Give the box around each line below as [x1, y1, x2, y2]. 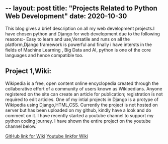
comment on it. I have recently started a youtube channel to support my [5, 112, 154, 118]
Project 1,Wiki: [5, 67, 52, 75]
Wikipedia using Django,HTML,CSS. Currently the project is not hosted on [5, 102, 158, 108]
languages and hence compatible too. [5, 52, 84, 58]
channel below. [5, 123, 37, 129]
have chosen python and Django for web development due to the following [5, 30, 160, 37]
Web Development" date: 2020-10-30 [5, 12, 127, 21]
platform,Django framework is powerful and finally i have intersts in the [5, 41, 152, 47]
